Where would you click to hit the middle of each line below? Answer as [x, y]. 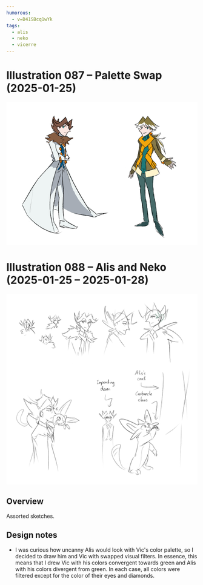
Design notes [32, 535]
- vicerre [24, 45]
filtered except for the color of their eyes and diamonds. [85, 575]
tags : [13, 25]
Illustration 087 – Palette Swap [84, 75]
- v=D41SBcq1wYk [32, 19]
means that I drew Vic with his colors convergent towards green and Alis [105, 563]
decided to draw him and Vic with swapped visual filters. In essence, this [106, 556]
